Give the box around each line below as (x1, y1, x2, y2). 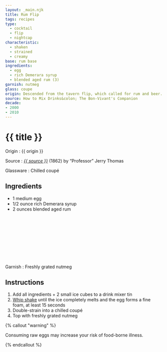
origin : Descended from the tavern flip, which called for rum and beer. (5, 91, 163, 96)
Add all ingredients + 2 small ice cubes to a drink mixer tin (12, 291, 132, 297)
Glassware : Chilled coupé (5, 167, 59, 173)
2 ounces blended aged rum (12, 206, 71, 212)
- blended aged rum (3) (10, 77, 59, 82)
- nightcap (10, 36, 33, 41)
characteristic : (5, 40, 39, 45)
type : (5, 21, 17, 27)
